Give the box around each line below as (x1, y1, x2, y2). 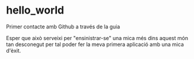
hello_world (6, 4, 65, 17)
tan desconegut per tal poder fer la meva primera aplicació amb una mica (6, 41, 184, 48)
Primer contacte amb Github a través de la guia (6, 23, 121, 30)
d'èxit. (6, 47, 22, 54)
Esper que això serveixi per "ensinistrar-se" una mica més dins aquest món (6, 34, 188, 41)
